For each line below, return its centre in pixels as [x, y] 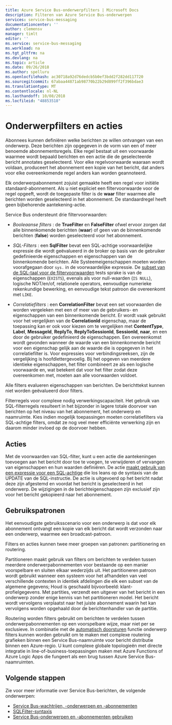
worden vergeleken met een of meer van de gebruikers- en [75, 310]
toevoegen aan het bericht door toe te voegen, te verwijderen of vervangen [85, 462]
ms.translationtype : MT [31, 86]
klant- [126, 586]
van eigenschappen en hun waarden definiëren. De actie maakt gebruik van [85, 467]
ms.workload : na [23, 48]
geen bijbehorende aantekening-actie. [46, 205]
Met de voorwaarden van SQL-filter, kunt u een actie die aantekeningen [81, 456]
